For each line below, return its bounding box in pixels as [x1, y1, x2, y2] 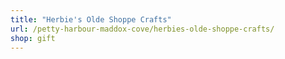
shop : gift [10, 33, 56, 43]
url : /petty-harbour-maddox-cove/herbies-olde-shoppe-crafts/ [10, 24, 275, 34]
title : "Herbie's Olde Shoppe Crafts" [10, 14, 172, 25]
